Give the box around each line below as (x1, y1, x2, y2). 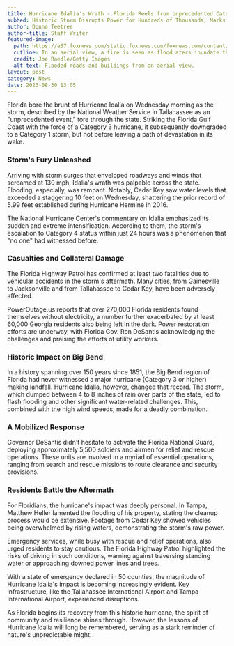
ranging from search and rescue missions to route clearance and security (7, 461, 218, 469)
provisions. (7, 468, 39, 476)
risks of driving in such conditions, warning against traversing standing (7, 551, 211, 560)
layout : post (7, 68, 45, 75)
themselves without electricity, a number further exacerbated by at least (7, 312, 214, 321)
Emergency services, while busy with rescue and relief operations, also (7, 537, 212, 545)
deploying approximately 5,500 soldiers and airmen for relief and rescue (7, 445, 214, 454)
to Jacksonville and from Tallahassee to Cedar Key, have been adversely (7, 284, 216, 293)
